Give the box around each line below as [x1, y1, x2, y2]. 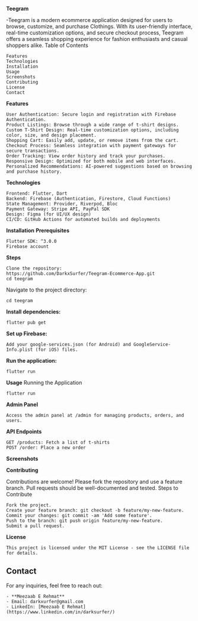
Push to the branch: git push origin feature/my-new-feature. [6, 518, 163, 524]
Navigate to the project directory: [6, 286, 87, 293]
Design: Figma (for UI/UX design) [6, 211, 92, 217]
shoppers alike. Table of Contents [6, 42, 89, 49]
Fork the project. [6, 502, 52, 508]
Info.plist [6, 347, 33, 353]
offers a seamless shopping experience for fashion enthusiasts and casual [6, 36, 188, 42]
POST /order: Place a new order [6, 445, 86, 451]
